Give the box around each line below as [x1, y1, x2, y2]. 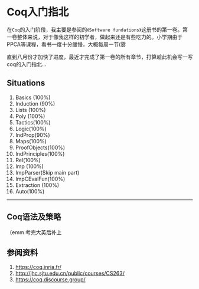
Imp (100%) [15, 163, 44, 170]
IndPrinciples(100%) [15, 150, 65, 157]
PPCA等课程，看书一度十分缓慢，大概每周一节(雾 [6, 41, 126, 48]
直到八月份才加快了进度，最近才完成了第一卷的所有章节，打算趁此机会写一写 [6, 53, 193, 60]
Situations [6, 78, 45, 88]
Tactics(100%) [15, 119, 51, 126]
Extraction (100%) [15, 181, 60, 189]
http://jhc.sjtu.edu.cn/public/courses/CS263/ [15, 270, 125, 277]
